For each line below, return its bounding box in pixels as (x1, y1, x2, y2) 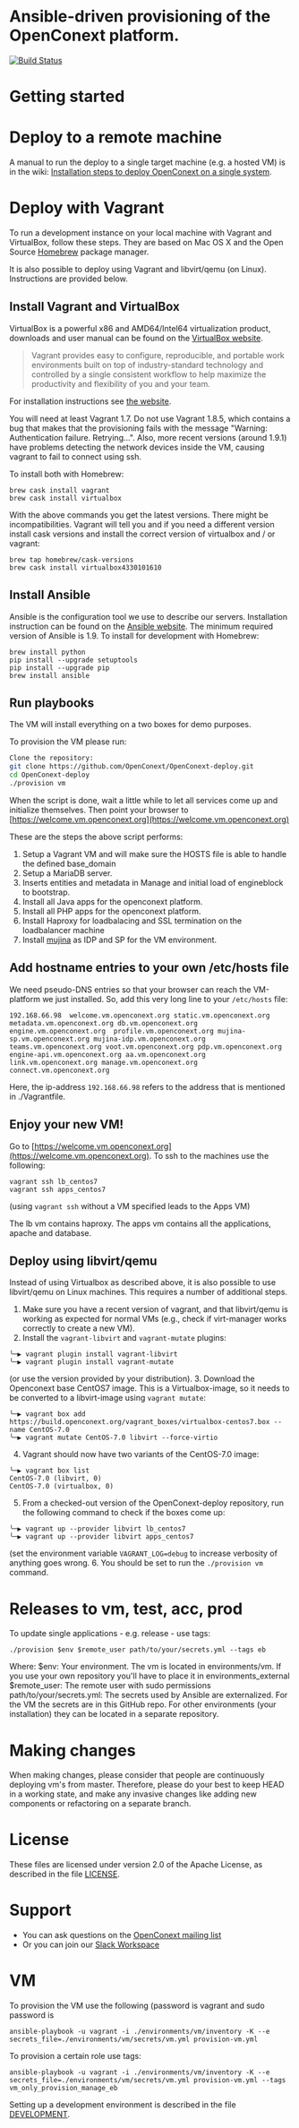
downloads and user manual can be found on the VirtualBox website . (9, 332, 264, 343)
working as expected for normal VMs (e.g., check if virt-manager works (21, 1314, 287, 1325)
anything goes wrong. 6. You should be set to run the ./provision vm (9, 1557, 264, 1568)
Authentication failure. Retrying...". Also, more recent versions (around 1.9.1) (9, 432, 287, 442)
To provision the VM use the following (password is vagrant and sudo (9, 2000, 266, 2012)
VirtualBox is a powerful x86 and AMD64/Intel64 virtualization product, (9, 322, 271, 333)
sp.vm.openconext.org (9, 1034, 90, 1043)
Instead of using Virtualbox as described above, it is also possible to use (9, 1277, 276, 1288)
